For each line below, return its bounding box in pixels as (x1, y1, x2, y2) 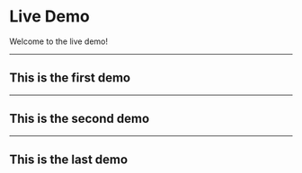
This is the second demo (9, 111, 150, 126)
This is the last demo (9, 151, 129, 167)
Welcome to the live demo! (9, 36, 109, 47)
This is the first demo (9, 70, 131, 86)
